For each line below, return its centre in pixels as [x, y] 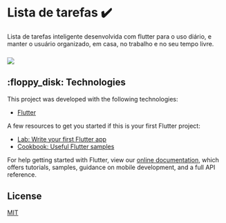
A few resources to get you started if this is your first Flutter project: [104, 126]
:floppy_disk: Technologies [66, 83]
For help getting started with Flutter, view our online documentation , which [113, 159]
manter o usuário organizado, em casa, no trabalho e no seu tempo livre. [111, 43]
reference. [22, 174]
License [25, 196]
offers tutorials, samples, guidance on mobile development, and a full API [111, 167]
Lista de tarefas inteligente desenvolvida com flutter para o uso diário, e [110, 36]
